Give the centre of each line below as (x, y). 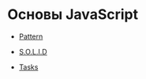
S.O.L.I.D (33, 51)
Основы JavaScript (73, 15)
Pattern (31, 36)
